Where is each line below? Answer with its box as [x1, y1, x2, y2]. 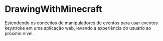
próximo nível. [5, 30, 34, 36]
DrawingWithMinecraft [5, 3, 102, 15]
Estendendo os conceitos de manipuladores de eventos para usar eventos [5, 20, 158, 26]
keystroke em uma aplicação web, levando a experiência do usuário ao [5, 25, 151, 31]
